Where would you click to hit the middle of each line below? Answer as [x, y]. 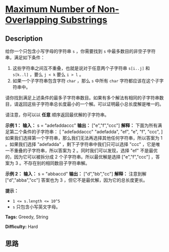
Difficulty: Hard [22, 227]
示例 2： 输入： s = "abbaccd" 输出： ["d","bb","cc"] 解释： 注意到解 [76, 174]
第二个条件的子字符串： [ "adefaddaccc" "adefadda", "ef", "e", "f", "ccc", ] [86, 132]
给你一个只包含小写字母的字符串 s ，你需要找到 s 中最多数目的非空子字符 [80, 51]
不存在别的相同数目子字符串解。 [57, 163]
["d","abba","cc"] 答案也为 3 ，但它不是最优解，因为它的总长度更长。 [76, 180]
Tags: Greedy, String [27, 217]
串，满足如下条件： [25, 57]
